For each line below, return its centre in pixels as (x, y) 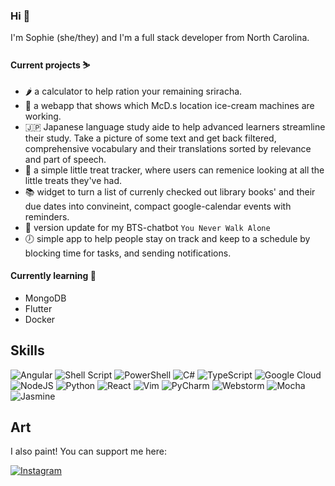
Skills (27, 350)
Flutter (38, 308)
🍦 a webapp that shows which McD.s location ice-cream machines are (169, 105)
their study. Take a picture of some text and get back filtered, (150, 138)
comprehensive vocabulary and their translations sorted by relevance (168, 148)
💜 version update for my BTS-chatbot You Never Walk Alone (147, 227)
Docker (40, 319)
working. (43, 116)
